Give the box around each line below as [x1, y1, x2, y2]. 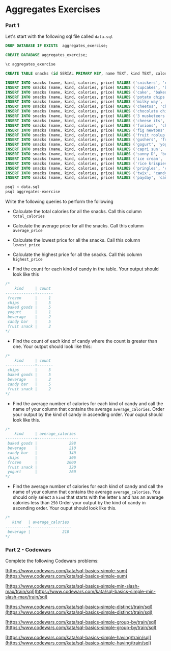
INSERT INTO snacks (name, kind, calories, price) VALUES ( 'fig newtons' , [5, 128, 167, 133]
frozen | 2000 [7, 460, 76, 465]
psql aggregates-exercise [5, 189, 60, 195]
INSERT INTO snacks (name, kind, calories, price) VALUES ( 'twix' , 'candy [5, 170, 167, 176]
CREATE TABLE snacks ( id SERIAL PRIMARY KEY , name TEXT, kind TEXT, [5, 71, 154, 76]
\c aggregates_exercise [5, 62, 56, 67]
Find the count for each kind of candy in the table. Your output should [12, 266, 159, 272]
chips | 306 [7, 455, 76, 460]
